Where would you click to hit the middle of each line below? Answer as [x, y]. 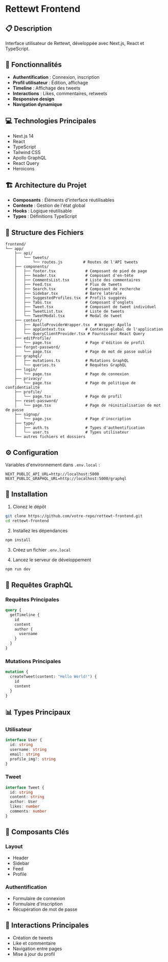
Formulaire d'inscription [38, 904]
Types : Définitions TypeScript [45, 216]
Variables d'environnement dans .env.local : [53, 465]
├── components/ [32, 267]
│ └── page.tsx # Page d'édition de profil [80, 343]
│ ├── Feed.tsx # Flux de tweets [68, 285]
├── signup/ [27, 414]
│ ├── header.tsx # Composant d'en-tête [74, 276]
